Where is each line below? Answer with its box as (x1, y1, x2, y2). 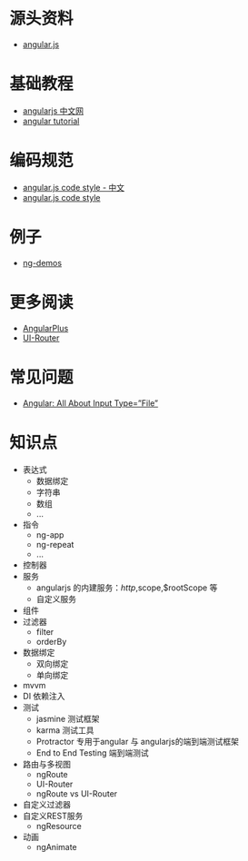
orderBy (35, 636, 67, 647)
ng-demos (22, 257, 62, 268)
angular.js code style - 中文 (22, 182, 125, 193)
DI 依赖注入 (22, 690, 65, 701)
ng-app (35, 529, 64, 540)
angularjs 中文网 (22, 105, 84, 116)
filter (35, 626, 55, 637)
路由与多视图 (22, 758, 71, 769)
